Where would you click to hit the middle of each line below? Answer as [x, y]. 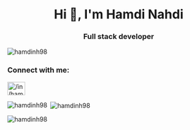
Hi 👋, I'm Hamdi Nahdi [119, 14]
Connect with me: [38, 70]
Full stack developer [119, 37]
